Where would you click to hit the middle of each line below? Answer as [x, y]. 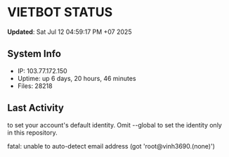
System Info [34, 54]
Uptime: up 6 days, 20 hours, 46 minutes [77, 78]
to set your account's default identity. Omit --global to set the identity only [115, 125]
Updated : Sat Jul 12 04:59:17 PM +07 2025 [70, 32]
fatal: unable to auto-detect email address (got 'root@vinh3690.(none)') [111, 146]
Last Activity [36, 108]
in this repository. [32, 132]
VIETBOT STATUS [60, 12]
